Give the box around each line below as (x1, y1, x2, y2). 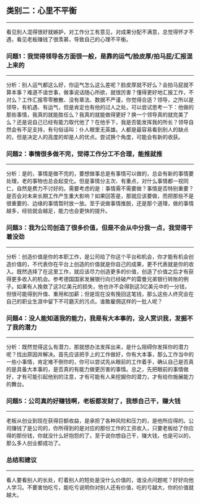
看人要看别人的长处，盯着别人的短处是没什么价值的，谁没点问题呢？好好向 (6, 476, 189, 483)
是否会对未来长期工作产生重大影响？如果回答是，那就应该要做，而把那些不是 (6, 193, 194, 200)
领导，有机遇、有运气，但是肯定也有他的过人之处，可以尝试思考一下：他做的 (6, 104, 194, 111)
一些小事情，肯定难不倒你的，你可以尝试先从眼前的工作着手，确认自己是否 (6, 358, 189, 365)
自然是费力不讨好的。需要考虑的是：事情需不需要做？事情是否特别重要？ (16, 185, 194, 192)
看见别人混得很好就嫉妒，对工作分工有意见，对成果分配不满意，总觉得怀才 (6, 28, 189, 35)
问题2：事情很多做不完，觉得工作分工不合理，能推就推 (6, 150, 162, 158)
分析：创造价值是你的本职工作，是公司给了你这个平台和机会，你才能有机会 (6, 253, 189, 260)
